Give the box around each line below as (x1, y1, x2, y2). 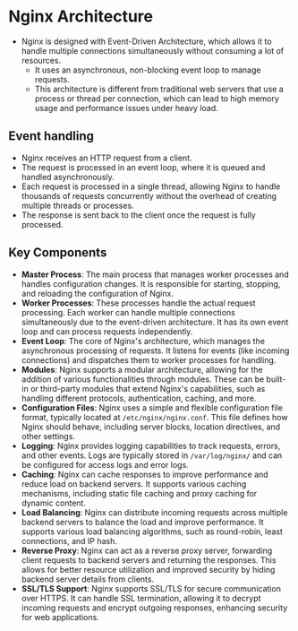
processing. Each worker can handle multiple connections (21, 307, 236, 317)
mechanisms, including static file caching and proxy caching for (21, 488, 258, 498)
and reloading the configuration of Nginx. (21, 288, 174, 298)
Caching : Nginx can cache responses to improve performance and (21, 469, 269, 480)
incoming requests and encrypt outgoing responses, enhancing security (21, 602, 288, 613)
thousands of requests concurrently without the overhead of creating (21, 190, 277, 201)
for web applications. (21, 611, 99, 622)
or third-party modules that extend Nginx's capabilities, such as (30, 383, 266, 393)
